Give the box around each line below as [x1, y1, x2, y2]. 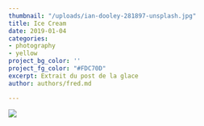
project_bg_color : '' [8, 57, 81, 65]
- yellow [8, 49, 38, 57]
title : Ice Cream [8, 19, 67, 27]
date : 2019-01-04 [8, 27, 67, 35]
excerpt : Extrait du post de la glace [8, 72, 139, 80]
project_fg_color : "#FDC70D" [8, 65, 106, 73]
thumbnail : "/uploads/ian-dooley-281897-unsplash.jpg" [8, 11, 197, 20]
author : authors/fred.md [8, 79, 92, 87]
